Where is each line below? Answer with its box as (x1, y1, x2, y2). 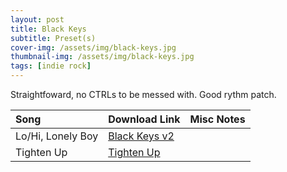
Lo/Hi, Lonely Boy (15, 129, 99, 143)
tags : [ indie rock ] (10, 61, 92, 71)
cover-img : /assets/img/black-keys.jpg (10, 42, 177, 53)
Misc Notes (189, 112, 246, 126)
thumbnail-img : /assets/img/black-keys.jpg (10, 52, 195, 62)
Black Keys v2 (108, 129, 175, 143)
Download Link (108, 112, 181, 126)
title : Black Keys (10, 24, 87, 34)
